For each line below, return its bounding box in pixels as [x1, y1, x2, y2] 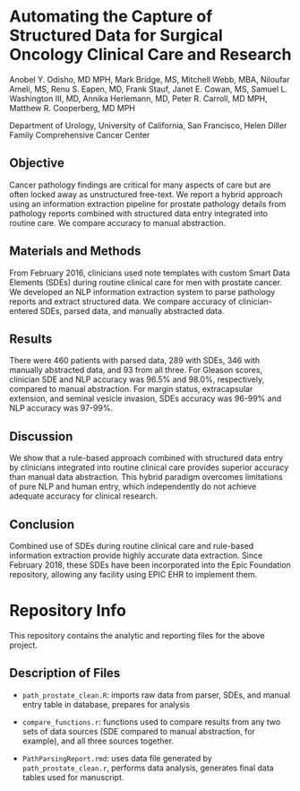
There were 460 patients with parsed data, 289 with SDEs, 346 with [9, 355, 261, 366]
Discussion [9, 429, 73, 444]
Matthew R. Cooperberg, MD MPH [9, 102, 136, 113]
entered [9, 305, 39, 316]
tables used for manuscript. [21, 771, 124, 782]
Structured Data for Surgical [9, 25, 224, 46]
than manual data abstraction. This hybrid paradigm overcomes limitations [9, 472, 284, 482]
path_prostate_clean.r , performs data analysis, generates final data [21, 762, 275, 773]
